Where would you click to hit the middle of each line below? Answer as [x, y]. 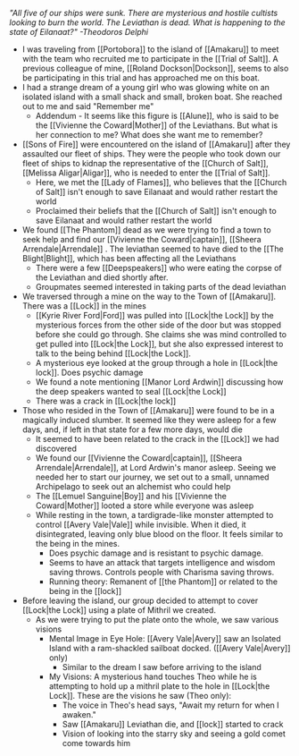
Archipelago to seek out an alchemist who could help [133, 486]
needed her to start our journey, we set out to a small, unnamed [152, 477]
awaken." [79, 714]
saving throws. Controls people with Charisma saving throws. [162, 572]
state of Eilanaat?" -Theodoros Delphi [79, 32]
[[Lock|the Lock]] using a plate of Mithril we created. [119, 610]
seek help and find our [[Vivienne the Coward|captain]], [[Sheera [141, 239]
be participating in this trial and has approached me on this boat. [141, 78]
